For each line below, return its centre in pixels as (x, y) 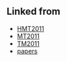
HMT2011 (30, 28)
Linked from (33, 12)
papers (27, 51)
